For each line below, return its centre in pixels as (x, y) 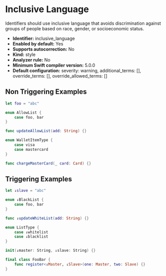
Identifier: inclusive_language (44, 38)
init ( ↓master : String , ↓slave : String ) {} (50, 251)
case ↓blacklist (32, 237)
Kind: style (24, 54)
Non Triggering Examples (46, 92)
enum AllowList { (23, 113)
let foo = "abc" (22, 103)
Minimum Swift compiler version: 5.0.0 (54, 65)
